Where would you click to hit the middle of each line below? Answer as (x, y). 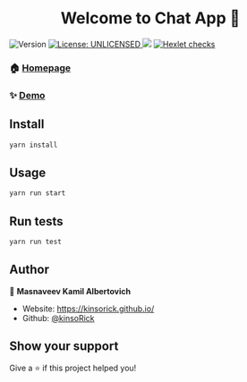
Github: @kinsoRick (59, 318)
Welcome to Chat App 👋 (150, 18)
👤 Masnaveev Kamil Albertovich (70, 291)
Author (29, 270)
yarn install (34, 145)
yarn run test (36, 242)
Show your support (64, 347)
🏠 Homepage (40, 68)
